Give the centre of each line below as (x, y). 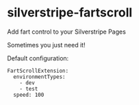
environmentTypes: (40, 77)
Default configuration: (38, 58)
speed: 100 (29, 95)
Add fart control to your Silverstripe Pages (67, 32)
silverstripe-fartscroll (70, 13)
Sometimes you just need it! (46, 45)
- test (29, 89)
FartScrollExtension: (38, 71)
